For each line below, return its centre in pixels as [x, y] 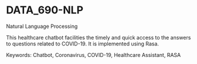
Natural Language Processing [42, 26]
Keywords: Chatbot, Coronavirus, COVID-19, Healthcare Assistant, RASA [94, 55]
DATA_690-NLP [45, 10]
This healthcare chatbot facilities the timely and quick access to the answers [98, 37]
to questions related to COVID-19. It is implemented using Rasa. [83, 44]
